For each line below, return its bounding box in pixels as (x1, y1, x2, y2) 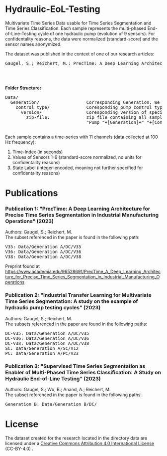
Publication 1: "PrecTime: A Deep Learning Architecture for (5, 206, 151, 213)
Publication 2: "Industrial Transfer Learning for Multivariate (5, 292, 152, 299)
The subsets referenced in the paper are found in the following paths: (5, 321, 148, 327)
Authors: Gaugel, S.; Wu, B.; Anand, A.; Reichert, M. (5, 387, 111, 393)
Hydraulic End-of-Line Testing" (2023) (5, 375, 101, 382)
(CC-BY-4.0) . (5, 446, 34, 452)
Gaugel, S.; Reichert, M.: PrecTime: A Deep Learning (5, 60, 139, 66)
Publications (5, 188, 58, 199)
